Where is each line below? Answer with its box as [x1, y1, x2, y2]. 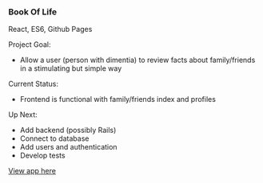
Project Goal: [8, 40, 51, 49]
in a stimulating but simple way [19, 64, 122, 73]
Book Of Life [8, 6, 58, 18]
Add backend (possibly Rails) [19, 126, 117, 135]
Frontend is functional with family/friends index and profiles [19, 95, 216, 104]
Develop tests [19, 150, 66, 161]
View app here [8, 166, 56, 176]
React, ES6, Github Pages [8, 25, 93, 34]
